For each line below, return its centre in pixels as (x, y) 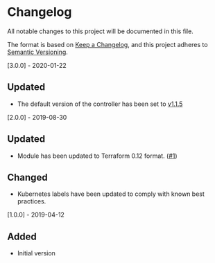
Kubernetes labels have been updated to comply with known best (111, 194)
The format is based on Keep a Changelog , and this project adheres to (108, 44)
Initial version (36, 253)
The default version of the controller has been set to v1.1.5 (100, 104)
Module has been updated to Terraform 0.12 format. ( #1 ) (97, 156)
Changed (27, 177)
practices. (32, 201)
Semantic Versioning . (37, 52)
